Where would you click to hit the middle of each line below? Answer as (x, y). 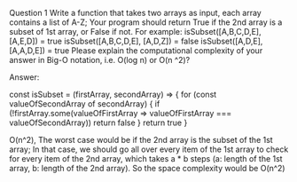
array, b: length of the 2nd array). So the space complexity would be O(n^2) (147, 168)
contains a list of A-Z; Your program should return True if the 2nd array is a (146, 22)
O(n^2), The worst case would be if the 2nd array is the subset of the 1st (141, 140)
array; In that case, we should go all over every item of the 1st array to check (149, 149)
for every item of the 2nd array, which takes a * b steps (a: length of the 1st (146, 158)
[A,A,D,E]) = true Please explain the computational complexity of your (136, 51)
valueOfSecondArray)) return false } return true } (98, 123)
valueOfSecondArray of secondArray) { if (85, 104)
